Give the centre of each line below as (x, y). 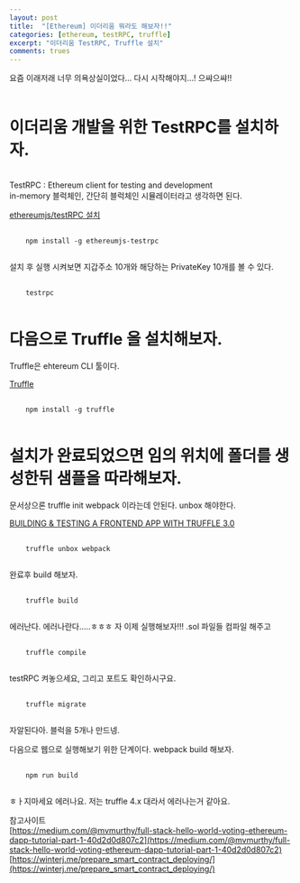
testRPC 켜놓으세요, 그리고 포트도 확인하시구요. (93, 678)
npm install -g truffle (70, 409)
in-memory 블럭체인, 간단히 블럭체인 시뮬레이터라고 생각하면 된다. (126, 196)
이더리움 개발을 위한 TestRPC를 (120, 128)
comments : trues (40, 51)
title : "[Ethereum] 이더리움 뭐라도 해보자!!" (91, 26)
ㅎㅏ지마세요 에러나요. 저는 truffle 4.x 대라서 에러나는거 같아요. (120, 801)
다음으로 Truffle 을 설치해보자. (116, 340)
